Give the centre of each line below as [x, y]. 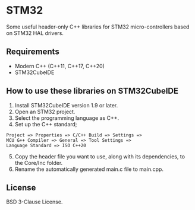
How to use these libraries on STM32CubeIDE [92, 91]
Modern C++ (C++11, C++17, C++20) [60, 66]
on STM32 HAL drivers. [35, 33]
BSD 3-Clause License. [34, 202]
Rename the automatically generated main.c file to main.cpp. [89, 169]
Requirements [33, 52]
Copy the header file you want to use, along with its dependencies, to [100, 156]
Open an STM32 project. [45, 112]
